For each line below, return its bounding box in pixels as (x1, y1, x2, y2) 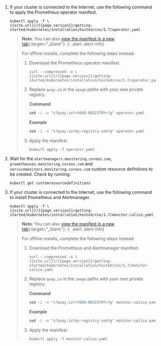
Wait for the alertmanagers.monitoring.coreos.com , (9, 156, 112, 162)
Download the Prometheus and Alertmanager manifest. (29, 245, 140, 251)
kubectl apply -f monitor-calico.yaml (29, 336, 108, 341)
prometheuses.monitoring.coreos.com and (9, 161, 93, 166)
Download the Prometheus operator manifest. (29, 60, 121, 65)
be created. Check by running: (9, 171, 71, 177)
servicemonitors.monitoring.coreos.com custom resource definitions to (9, 166, 153, 172)
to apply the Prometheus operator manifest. (9, 9, 97, 15)
